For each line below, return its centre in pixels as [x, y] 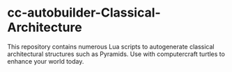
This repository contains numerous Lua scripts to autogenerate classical [111, 46]
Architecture [45, 27]
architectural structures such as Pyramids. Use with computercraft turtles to [116, 54]
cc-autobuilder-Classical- [84, 13]
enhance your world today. [46, 61]
